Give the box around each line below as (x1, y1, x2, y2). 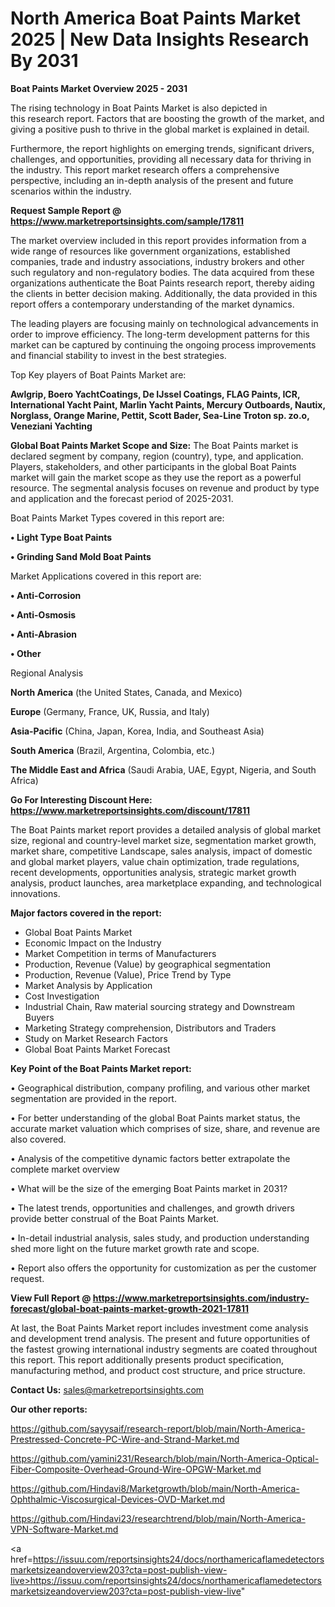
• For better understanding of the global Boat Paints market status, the (10, 1112, 301, 1124)
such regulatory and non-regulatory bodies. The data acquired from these (10, 266, 315, 278)
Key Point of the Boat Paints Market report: (10, 1062, 192, 1074)
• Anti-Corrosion (10, 589, 82, 601)
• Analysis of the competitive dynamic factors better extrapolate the (10, 1152, 291, 1164)
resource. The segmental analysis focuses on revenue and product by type (10, 482, 320, 494)
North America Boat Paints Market (10, 7, 301, 30)
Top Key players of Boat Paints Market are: (10, 368, 187, 381)
